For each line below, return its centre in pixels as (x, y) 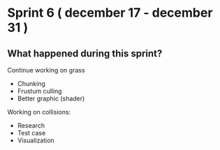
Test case (31, 133)
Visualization (36, 140)
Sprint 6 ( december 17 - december (110, 13)
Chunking (31, 84)
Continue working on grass (46, 70)
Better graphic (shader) (51, 98)
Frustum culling (39, 91)
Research (31, 126)
